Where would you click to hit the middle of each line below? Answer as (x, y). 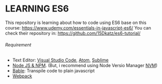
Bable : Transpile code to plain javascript (53, 71)
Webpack (22, 76)
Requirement (18, 44)
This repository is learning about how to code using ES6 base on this (76, 22)
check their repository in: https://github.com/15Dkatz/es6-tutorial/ (73, 33)
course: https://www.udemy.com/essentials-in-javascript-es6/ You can (78, 27)
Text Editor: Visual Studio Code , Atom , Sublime (60, 60)
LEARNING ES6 (37, 9)
